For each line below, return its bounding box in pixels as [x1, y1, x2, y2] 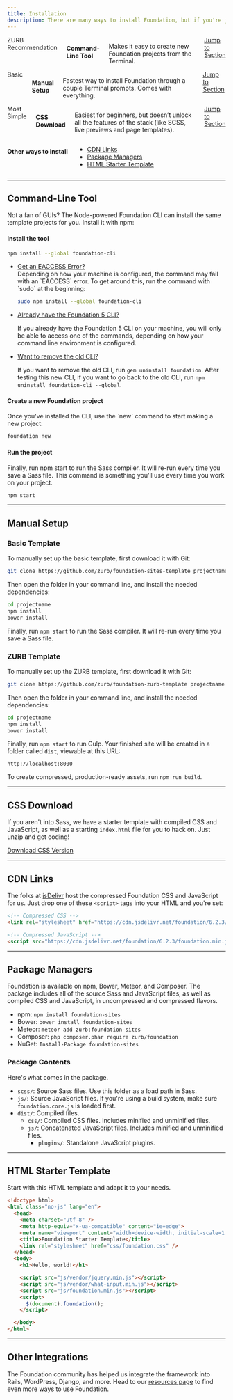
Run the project [7, 448, 53, 456]
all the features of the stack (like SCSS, [74, 118, 186, 126]
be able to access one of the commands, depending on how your [17, 331, 204, 340]
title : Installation [7, 10, 67, 17]
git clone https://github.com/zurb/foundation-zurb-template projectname [7, 680, 225, 688]
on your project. [7, 478, 53, 487]
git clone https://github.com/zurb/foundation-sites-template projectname [7, 568, 228, 575]
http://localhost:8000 [7, 760, 73, 768]
